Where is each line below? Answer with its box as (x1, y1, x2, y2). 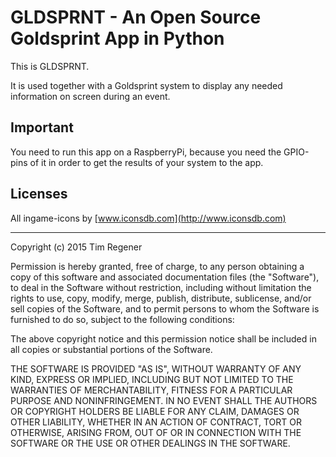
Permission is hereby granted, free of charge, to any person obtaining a (10, 260, 305, 272)
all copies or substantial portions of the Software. (10, 343, 213, 355)
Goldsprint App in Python (10, 27, 225, 50)
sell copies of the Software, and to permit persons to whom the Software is (10, 302, 320, 315)
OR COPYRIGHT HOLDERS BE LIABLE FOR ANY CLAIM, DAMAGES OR (10, 405, 300, 417)
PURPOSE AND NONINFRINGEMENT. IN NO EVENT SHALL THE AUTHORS (10, 394, 318, 406)
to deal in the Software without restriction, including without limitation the (10, 281, 312, 293)
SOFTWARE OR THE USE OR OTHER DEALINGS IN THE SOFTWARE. (10, 437, 291, 449)
